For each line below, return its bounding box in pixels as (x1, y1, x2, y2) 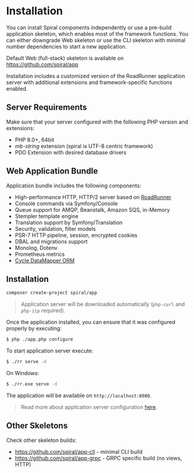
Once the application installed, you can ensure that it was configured (6, 319, 175, 326)
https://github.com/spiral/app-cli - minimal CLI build (14, 448, 143, 455)
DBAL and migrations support (14, 237, 88, 245)
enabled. (6, 85, 28, 92)
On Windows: (6, 370, 39, 376)
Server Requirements (6, 103, 88, 113)
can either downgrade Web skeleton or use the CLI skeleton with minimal (6, 36, 186, 44)
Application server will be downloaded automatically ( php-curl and (20, 301, 185, 308)
